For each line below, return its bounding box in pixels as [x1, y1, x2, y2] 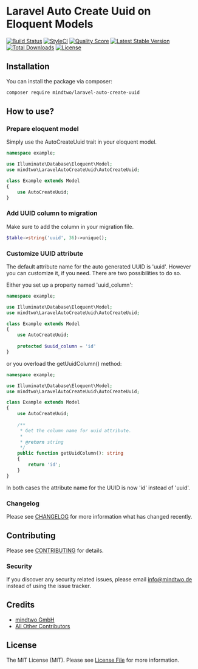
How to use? [6, 107, 55, 117]
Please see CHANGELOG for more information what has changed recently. [6, 513, 193, 520]
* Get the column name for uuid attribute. [19, 427, 132, 433]
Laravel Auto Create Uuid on [6, 4, 151, 18]
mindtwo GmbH [15, 616, 55, 623]
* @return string [19, 439, 64, 445]
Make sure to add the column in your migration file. [6, 223, 134, 230]
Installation [6, 61, 50, 72]
